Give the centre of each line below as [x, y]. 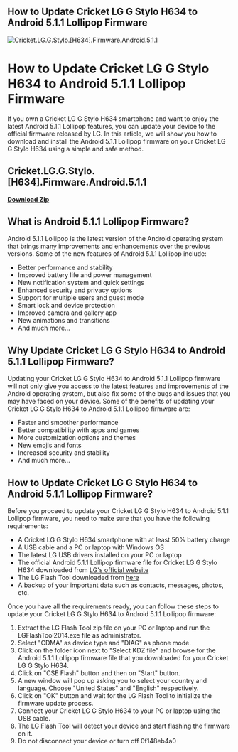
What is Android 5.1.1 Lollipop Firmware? [98, 221]
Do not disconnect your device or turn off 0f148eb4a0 [97, 741]
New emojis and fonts [49, 445]
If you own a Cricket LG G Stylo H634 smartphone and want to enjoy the [113, 118]
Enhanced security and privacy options [75, 290]
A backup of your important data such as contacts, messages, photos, [120, 585]
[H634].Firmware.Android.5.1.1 [77, 182]
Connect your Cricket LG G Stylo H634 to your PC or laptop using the [119, 711]
